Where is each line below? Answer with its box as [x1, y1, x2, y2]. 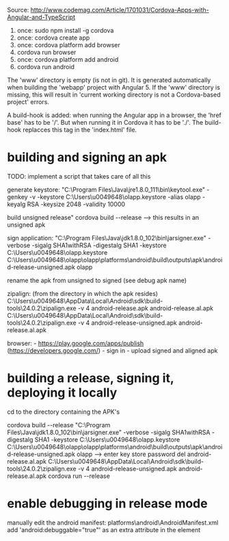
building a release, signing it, [7, 370, 174, 386]
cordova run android [16, 63, 75, 71]
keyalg [7, 200, 26, 208]
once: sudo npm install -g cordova [16, 27, 114, 34]
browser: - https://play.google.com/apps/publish [7, 339, 144, 347]
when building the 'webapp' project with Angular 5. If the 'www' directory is [7, 84, 221, 91]
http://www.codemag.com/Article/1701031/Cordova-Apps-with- [30, 6, 210, 14]
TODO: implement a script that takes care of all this [7, 172, 151, 180]
